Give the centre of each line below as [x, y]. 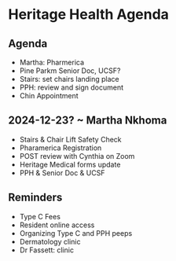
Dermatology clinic [50, 241]
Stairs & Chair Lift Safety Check [70, 139]
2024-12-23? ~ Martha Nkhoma [88, 121]
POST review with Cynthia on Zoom [77, 156]
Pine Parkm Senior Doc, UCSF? [70, 71]
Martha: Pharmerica [52, 62]
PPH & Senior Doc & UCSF [62, 173]
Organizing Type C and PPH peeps [76, 233]
